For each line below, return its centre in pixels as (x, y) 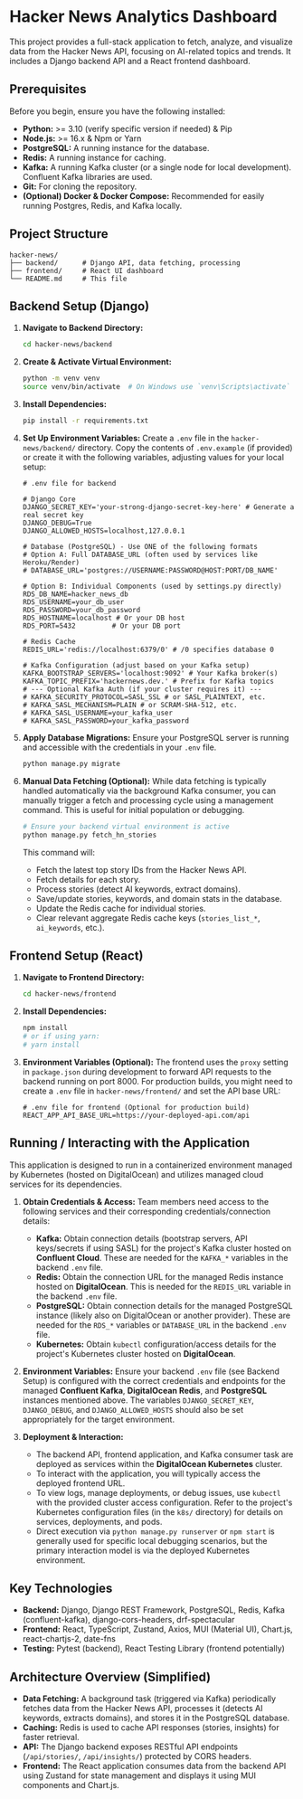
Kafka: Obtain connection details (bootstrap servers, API (142, 1238)
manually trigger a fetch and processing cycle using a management (148, 800)
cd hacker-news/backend (67, 345)
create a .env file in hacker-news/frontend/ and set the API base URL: (151, 1091)
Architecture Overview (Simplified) (110, 1676)
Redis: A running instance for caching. (94, 157)
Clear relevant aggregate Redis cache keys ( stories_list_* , (148, 918)
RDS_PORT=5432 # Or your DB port (101, 626)
